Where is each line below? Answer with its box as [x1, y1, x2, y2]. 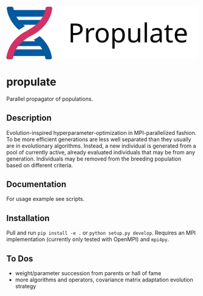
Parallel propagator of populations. [6, 95, 93, 103]
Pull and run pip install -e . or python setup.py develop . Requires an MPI [6, 229, 196, 237]
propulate [6, 75, 57, 88]
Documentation [6, 179, 67, 189]
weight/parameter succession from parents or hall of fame [15, 270, 162, 276]
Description [6, 113, 52, 123]
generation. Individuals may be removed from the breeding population [6, 155, 182, 162]
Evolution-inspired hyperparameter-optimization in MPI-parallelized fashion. [6, 129, 197, 136]
